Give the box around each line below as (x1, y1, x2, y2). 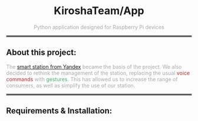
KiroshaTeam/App (54, 4, 144, 18)
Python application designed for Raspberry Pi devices (33, 23, 165, 31)
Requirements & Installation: (6, 106, 113, 116)
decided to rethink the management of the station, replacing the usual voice (6, 69, 190, 76)
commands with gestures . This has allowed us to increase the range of (6, 75, 178, 83)
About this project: (6, 48, 77, 58)
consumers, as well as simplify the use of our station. (6, 82, 136, 89)
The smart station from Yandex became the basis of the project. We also (6, 63, 182, 70)
